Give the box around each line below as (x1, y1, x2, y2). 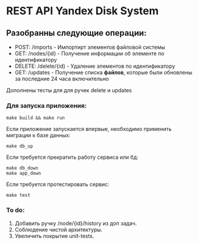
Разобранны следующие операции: (6, 28, 147, 38)
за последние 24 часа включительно (14, 76, 109, 82)
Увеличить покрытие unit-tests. (14, 232, 95, 239)
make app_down (6, 171, 42, 177)
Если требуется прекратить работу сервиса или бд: (6, 153, 139, 161)
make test (6, 192, 31, 199)
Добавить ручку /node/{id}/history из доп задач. (14, 219, 137, 227)
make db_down (6, 165, 39, 171)
